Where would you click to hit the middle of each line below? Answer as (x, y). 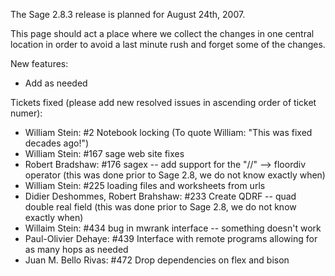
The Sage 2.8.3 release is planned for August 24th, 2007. (128, 14)
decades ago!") (57, 143)
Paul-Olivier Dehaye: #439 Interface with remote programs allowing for (171, 238)
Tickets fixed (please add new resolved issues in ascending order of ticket (163, 102)
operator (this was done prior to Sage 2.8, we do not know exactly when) (175, 175)
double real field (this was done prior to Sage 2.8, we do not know (160, 207)
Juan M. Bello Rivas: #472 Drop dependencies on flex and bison (157, 260)
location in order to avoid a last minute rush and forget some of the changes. (168, 44)
